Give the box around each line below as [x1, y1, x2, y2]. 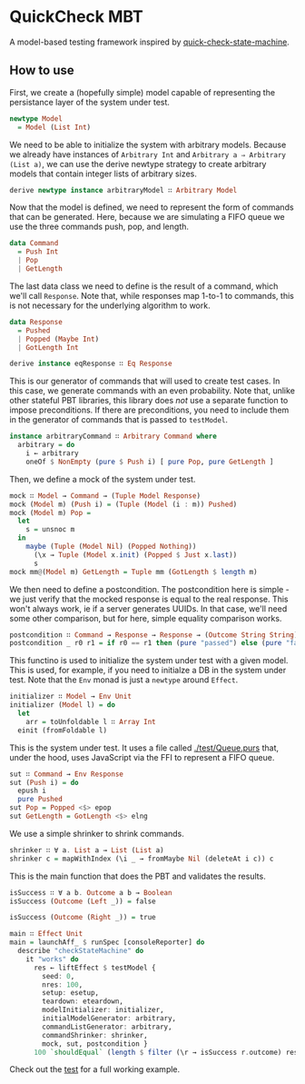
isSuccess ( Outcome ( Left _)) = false [9, 897, 156, 906]
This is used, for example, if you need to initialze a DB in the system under [9, 665, 287, 676]
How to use [9, 63, 74, 78]
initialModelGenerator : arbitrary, [42, 1014, 177, 1023]
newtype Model [9, 114, 64, 124]
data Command [9, 239, 59, 248]
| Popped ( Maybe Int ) [17, 334, 100, 343]
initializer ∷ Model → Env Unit [9, 692, 132, 701]
